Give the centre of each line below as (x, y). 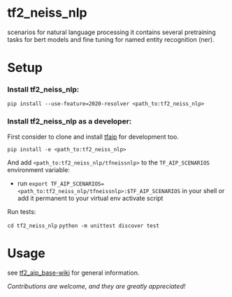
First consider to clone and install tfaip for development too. (93, 137)
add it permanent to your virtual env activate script (90, 198)
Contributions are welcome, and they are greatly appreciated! (96, 286)
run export (32, 183)
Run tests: (22, 211)
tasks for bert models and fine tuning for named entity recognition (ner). (111, 39)
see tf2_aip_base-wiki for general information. (73, 273)
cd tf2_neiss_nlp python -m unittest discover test (83, 226)
